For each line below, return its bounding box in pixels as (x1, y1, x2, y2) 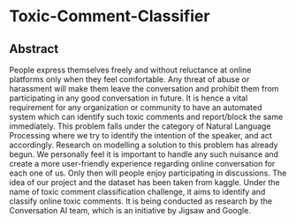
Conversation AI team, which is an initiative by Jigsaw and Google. (9, 205, 252, 215)
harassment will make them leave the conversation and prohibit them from (9, 84, 279, 93)
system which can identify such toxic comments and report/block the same (9, 112, 284, 122)
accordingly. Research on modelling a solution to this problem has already (9, 139, 278, 150)
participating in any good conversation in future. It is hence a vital (9, 93, 248, 103)
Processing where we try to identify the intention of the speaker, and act (9, 131, 272, 140)
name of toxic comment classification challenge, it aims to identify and (9, 187, 266, 197)
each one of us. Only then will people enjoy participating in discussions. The (9, 168, 287, 178)
